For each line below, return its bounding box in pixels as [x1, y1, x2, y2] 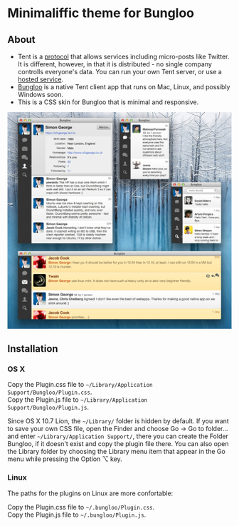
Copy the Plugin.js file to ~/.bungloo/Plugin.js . [7, 510, 147, 519]
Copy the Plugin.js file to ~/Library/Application [7, 395, 148, 404]
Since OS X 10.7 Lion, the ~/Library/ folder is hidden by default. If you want [7, 417, 229, 425]
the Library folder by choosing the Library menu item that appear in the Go [7, 447, 225, 456]
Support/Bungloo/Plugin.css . [7, 388, 92, 397]
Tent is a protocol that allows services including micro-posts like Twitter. [17, 52, 230, 61]
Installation [7, 343, 58, 355]
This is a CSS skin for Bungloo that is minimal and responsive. [17, 98, 199, 106]
